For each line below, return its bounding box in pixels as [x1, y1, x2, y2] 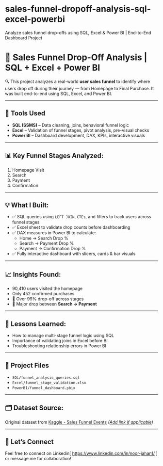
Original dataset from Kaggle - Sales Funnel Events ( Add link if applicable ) [5, 419, 154, 425]
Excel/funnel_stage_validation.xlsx [12, 380, 86, 385]
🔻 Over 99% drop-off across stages [12, 296, 84, 302]
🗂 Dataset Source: [5, 404, 64, 412]
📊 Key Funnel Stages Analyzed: [5, 152, 104, 160]
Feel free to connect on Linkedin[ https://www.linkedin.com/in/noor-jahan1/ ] [5, 450, 158, 456]
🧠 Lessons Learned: [5, 320, 66, 328]
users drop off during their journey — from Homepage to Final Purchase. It [5, 85, 154, 91]
